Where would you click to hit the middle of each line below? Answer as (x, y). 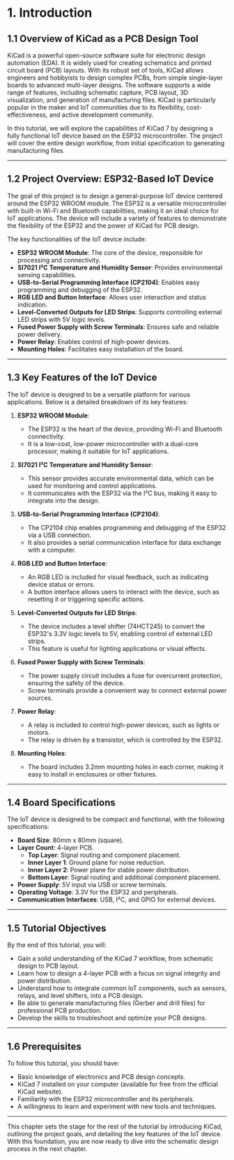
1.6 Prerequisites (44, 1047)
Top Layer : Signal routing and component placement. (104, 855)
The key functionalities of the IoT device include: (77, 239)
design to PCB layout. (48, 966)
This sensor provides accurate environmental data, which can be (121, 478)
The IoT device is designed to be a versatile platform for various (99, 394)
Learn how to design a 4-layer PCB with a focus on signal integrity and (119, 974)
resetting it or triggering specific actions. (86, 599)
